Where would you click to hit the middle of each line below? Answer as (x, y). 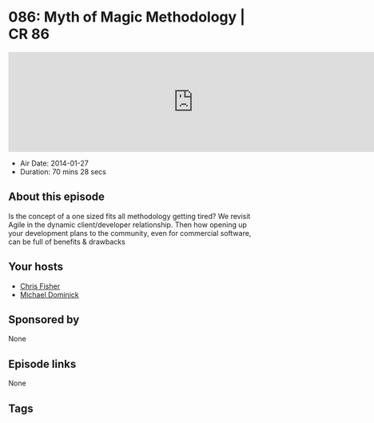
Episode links (42, 364)
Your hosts (36, 267)
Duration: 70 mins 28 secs (63, 171)
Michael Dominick (49, 294)
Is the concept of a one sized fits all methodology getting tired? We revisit (129, 216)
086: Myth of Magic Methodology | (127, 17)
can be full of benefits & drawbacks (67, 241)
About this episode (57, 197)
